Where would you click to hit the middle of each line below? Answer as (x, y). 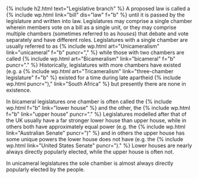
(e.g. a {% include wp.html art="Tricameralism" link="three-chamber (90, 71)
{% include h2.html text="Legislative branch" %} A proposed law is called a (98, 9)
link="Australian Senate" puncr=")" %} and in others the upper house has (95, 133)
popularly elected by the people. (46, 170)
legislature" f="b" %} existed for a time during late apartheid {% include (94, 77)
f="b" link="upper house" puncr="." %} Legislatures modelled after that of (97, 114)
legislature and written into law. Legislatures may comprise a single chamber (99, 21)
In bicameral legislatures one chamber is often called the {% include (89, 102)
